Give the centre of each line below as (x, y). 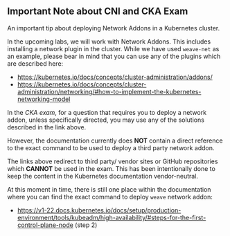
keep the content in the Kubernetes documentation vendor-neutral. (103, 176)
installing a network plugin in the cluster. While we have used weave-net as (113, 48)
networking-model (44, 99)
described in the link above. (47, 127)
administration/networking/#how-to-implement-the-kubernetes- (109, 91)
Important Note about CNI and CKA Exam (98, 11)
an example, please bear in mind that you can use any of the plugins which (114, 56)
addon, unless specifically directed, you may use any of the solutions (106, 120)
